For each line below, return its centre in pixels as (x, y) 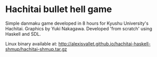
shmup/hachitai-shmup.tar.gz (36, 49)
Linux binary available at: (31, 43)
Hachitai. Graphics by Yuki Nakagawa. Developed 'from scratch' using (79, 28)
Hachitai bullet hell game (59, 9)
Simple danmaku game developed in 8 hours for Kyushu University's (77, 23)
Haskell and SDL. (23, 34)
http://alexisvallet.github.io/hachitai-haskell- (104, 43)
